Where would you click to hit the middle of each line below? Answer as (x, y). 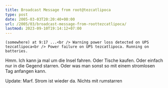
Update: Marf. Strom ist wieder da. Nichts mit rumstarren (64, 81)
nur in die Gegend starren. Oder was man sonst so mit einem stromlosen (80, 66)
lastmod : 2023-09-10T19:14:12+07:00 (43, 29)
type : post (17, 15)
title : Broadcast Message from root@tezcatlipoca (58, 10)
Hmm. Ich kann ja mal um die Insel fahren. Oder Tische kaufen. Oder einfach (84, 60)
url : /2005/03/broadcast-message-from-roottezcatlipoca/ (66, 24)
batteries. (17, 51)
